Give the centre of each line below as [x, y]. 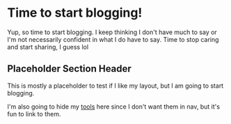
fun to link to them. [34, 114]
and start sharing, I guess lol [48, 47]
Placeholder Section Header [70, 69]
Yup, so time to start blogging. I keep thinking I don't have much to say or [112, 32]
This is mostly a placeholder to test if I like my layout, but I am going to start [115, 86]
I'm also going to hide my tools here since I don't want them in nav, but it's [114, 107]
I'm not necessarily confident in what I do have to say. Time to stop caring [113, 39]
